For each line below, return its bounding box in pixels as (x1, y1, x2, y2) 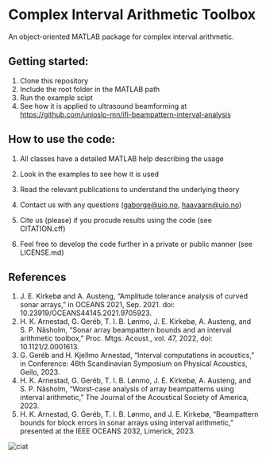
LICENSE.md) (19, 248, 65, 257)
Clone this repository (19, 75, 89, 85)
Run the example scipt (19, 93, 93, 102)
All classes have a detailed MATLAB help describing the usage (19, 153, 224, 164)
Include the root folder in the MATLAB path (19, 84, 160, 94)
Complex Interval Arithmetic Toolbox (8, 6, 256, 24)
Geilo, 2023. (19, 368, 60, 377)
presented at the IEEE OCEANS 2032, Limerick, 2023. (19, 426, 196, 436)
